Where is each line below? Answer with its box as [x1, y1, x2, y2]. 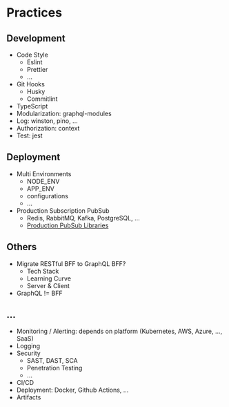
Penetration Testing [26, 364, 83, 372]
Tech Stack [26, 267, 59, 275]
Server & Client [26, 281, 70, 290]
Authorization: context [16, 124, 80, 132]
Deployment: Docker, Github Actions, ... [16, 386, 129, 395]
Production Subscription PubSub [16, 206, 110, 215]
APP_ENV [26, 184, 54, 193]
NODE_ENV [26, 177, 60, 185]
